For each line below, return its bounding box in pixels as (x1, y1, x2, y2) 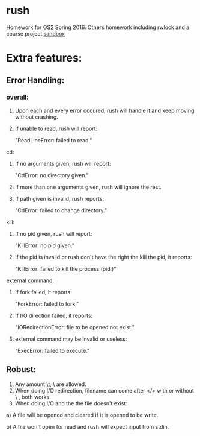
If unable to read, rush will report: (14, 125, 98, 132)
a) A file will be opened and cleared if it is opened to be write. (6, 411, 159, 419)
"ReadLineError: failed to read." (14, 136, 92, 144)
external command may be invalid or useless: (14, 335, 127, 343)
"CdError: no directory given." (14, 171, 89, 179)
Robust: (6, 364, 37, 374)
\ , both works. (14, 393, 51, 400)
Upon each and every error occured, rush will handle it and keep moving (14, 107, 195, 114)
